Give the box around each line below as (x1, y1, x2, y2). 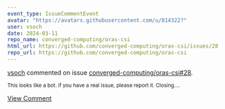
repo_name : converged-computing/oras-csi (7, 36, 131, 43)
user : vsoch (7, 23, 42, 30)
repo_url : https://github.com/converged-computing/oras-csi (7, 50, 188, 57)
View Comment (7, 94, 52, 102)
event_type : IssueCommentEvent (7, 10, 99, 17)
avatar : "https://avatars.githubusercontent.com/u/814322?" (7, 17, 188, 24)
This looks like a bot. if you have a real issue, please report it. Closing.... (7, 82, 181, 89)
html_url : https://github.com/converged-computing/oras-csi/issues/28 (7, 43, 219, 50)
